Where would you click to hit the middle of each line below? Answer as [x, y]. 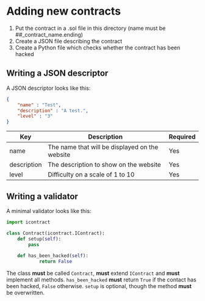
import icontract [28, 222]
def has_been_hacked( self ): [53, 256]
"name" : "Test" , [39, 105]
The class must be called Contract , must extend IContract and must [93, 274]
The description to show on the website [105, 165]
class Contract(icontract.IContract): [56, 233]
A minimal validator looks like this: [49, 211]
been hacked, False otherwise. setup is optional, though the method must [99, 286]
